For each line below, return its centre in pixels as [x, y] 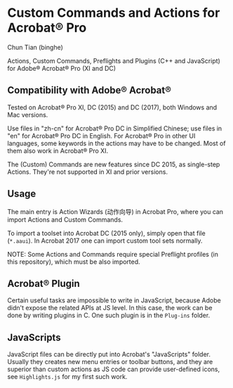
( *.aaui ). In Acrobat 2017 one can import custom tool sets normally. [105, 241]
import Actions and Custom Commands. [65, 220]
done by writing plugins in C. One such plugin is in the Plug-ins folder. [109, 315]
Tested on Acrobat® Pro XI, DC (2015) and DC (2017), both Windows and [112, 107]
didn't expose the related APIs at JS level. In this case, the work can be [110, 308]
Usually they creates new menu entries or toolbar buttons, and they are [110, 362]
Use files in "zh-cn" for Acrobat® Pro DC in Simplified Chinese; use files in [115, 128]
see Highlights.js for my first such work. [67, 377]
